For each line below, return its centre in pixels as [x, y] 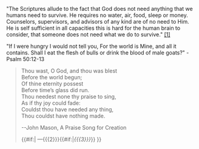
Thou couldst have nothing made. [63, 116]
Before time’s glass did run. [55, 90]
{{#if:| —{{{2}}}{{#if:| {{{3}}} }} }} [61, 139]
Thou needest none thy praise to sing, [69, 97]
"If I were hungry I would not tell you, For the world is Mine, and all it [92, 46]
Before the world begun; [52, 77]
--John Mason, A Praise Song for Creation [74, 127]
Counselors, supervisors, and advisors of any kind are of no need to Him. [98, 22]
